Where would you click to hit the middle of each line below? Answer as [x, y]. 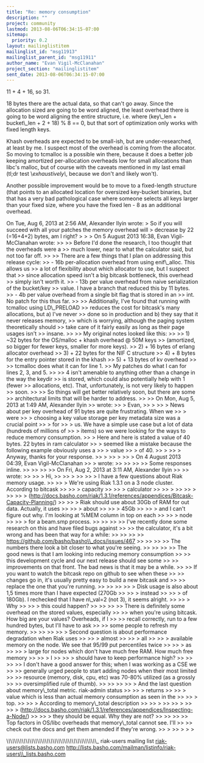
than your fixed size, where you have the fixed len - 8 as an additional [94, 205]
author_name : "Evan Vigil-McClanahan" [55, 63]
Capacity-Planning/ [30, 502]
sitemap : [17, 35]
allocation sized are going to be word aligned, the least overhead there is [98, 110]
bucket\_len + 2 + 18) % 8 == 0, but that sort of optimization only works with [102, 123]
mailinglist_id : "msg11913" [42, 52]
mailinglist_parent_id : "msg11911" [51, 57]
